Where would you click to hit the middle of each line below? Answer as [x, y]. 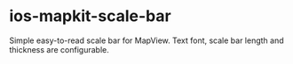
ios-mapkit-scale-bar [90, 16]
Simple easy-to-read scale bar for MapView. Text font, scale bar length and [146, 40]
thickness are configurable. [59, 49]
